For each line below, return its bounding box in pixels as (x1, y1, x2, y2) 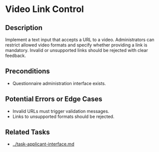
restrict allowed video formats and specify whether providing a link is (5, 42, 147, 48)
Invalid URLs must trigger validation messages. (12, 108, 109, 114)
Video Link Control (5, 3, 84, 15)
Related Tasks (5, 128, 50, 136)
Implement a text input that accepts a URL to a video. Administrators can (5, 36, 154, 42)
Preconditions (5, 67, 50, 75)
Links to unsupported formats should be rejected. (12, 113, 114, 119)
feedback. (5, 52, 26, 58)
